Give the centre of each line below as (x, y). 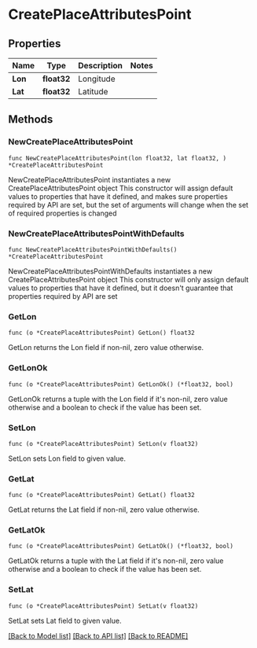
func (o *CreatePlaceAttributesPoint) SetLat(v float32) (103, 606)
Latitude (93, 92)
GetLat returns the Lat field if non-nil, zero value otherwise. (104, 510)
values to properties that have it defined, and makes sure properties (118, 196)
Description (101, 66)
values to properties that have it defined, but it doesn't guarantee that (121, 288)
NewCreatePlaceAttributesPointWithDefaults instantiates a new (110, 271)
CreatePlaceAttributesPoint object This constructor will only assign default (128, 279)
